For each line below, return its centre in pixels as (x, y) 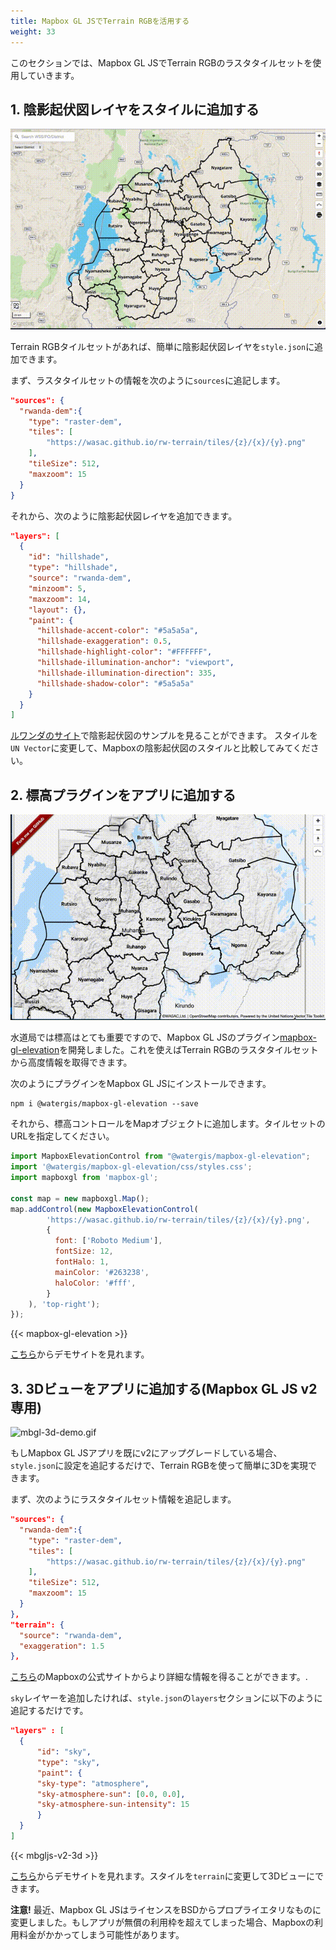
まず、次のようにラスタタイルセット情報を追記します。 (123, 1499)
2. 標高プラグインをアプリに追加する (123, 795)
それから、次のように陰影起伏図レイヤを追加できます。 (124, 516)
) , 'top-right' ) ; (64, 1304)
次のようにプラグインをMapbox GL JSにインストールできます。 (141, 1084)
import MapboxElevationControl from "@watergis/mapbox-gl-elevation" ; (160, 1156)
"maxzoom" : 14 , (60, 599)
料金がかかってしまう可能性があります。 (101, 1934)
